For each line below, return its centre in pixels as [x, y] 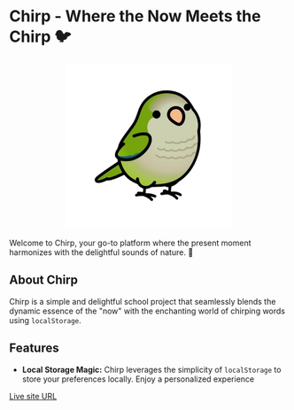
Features [34, 348]
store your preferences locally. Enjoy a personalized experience [138, 379]
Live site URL [33, 396]
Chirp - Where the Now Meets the [135, 16]
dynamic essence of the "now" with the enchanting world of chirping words [147, 311]
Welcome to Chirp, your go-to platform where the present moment [130, 243]
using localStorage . [45, 320]
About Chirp [43, 280]
